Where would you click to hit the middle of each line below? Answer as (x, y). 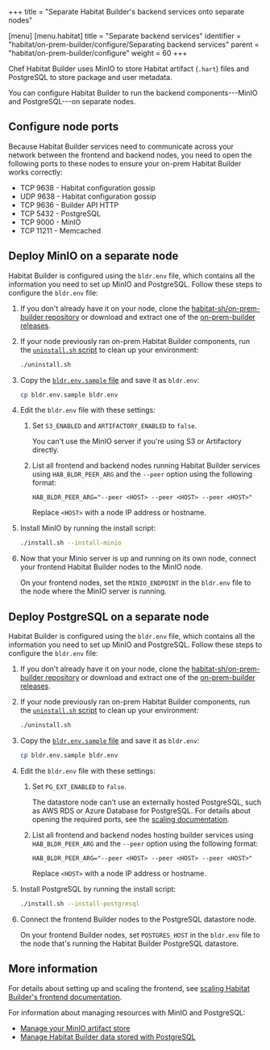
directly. (46, 450)
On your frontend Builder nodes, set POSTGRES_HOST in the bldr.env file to (140, 934)
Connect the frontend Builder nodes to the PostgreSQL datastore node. (138, 919)
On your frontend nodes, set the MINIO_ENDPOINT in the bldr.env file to (135, 583)
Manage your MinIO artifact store (75, 1028)
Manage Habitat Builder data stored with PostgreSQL (108, 1036)
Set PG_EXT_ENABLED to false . (79, 786)
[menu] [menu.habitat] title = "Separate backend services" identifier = (125, 36)
